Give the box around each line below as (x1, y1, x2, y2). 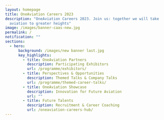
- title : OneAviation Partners (23, 57, 87, 62)
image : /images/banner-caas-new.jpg (5, 25, 80, 30)
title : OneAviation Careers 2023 (5, 12, 74, 17)
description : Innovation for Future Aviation (27, 89, 122, 94)
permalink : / (5, 30, 32, 35)
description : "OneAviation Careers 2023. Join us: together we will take (5, 16, 160, 21)
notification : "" (5, 35, 41, 40)
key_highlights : (18, 52, 52, 58)
